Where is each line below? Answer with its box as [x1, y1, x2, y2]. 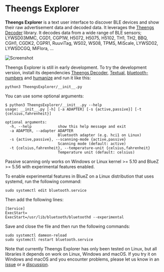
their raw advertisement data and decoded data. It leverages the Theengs [5, 24, 155, 30]
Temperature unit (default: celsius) [57, 150, 135, 155]
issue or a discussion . [5, 261, 49, 267]
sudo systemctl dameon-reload [5, 233, 67, 238]
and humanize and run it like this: [24, 75, 91, 81]
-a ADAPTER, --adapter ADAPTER [9, 128, 74, 133]
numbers [5, 75, 24, 81]
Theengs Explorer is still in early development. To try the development [5, 64, 147, 70]
